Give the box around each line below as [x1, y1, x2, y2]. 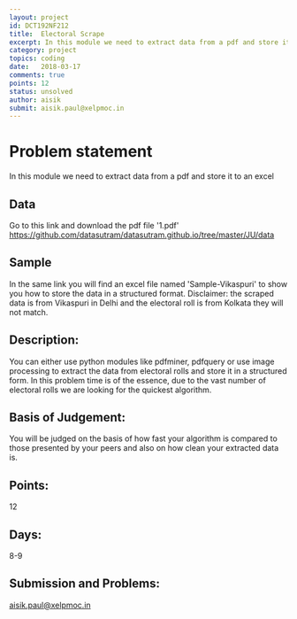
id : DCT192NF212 [9, 21, 69, 30]
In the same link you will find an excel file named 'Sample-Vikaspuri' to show [9, 278, 288, 289]
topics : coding [9, 54, 65, 63]
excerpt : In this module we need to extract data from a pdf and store [9, 37, 278, 47]
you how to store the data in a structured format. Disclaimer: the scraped [9, 288, 274, 298]
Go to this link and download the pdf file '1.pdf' [9, 221, 179, 230]
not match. [9, 306, 49, 317]
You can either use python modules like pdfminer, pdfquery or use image [9, 356, 275, 367]
